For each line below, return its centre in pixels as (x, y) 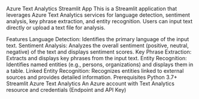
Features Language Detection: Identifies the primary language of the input (98, 39)
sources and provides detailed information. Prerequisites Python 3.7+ (92, 77)
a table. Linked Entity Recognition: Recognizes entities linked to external (95, 71)
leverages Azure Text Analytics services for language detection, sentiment (98, 15)
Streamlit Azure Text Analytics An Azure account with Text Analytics (91, 83)
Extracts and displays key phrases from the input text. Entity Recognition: (97, 58)
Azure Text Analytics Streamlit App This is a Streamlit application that (92, 9)
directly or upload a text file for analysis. (56, 27)
